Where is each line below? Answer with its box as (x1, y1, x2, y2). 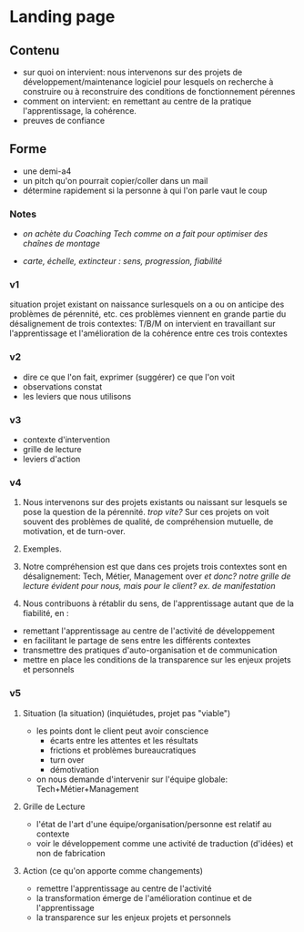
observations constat (22, 380, 103, 392)
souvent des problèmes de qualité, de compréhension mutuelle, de (22, 516, 274, 527)
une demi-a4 (22, 166, 72, 177)
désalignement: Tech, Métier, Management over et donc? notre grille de (22, 571, 291, 582)
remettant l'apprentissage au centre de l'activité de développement (22, 625, 276, 636)
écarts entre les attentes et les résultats (49, 734, 198, 745)
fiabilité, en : (22, 608, 69, 619)
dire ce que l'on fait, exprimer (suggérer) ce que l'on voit (22, 371, 235, 382)
